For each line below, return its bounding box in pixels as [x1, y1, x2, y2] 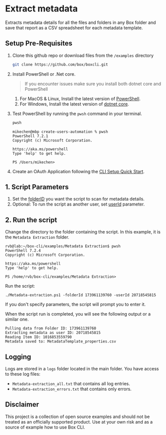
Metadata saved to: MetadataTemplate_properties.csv [5, 339, 116, 344]
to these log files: [5, 371, 41, 377]
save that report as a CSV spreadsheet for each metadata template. [5, 24, 143, 30]
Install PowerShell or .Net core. [12, 71, 76, 77]
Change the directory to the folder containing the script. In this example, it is [5, 229, 161, 235]
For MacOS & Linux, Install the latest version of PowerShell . [19, 96, 141, 102]
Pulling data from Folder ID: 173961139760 [5, 326, 97, 331]
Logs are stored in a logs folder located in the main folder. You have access [5, 365, 159, 371]
